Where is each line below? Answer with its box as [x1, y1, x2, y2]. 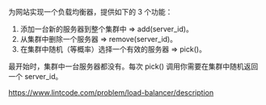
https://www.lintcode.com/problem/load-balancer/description [8, 88, 214, 97]
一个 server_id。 [8, 72, 63, 81]
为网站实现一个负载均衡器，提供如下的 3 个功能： [8, 7, 173, 16]
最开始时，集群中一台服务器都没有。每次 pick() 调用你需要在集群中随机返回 [8, 61, 259, 71]
